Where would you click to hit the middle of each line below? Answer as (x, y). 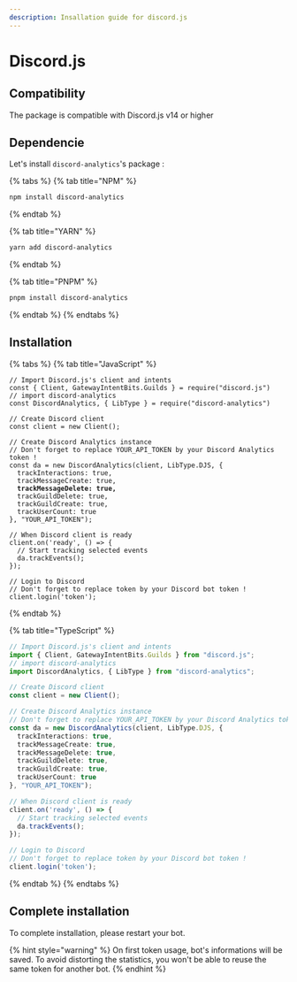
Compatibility (47, 94)
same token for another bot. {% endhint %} (88, 969)
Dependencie (47, 143)
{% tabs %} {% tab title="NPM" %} (73, 181)
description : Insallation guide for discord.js (99, 17)
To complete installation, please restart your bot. (97, 932)
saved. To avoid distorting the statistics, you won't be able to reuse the (138, 959)
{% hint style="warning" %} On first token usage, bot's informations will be (146, 950)
